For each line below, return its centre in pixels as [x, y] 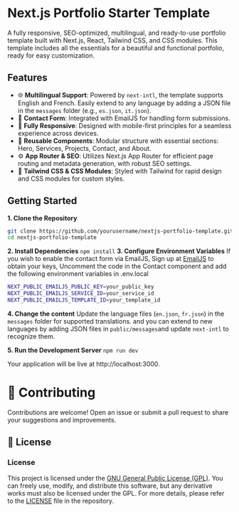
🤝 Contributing [52, 393]
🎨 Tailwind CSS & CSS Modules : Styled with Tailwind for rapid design [119, 171]
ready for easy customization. [51, 55]
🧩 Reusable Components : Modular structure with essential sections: [118, 141]
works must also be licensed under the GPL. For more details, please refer [116, 493]
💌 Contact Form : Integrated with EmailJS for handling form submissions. [124, 118]
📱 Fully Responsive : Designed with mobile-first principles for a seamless [124, 125]
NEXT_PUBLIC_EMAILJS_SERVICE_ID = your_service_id [81, 294]
